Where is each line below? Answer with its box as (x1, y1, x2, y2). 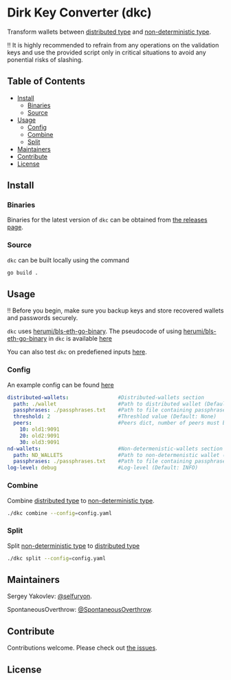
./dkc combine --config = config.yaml (7, 509, 112, 517)
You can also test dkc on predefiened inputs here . (7, 348, 147, 356)
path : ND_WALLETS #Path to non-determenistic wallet (13, 451, 220, 458)
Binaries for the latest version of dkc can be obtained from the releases (7, 215, 208, 224)
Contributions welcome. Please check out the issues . (7, 644, 157, 652)
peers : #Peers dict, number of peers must (13, 420, 220, 427)
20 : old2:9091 (19, 432, 60, 439)
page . (7, 223, 24, 231)
